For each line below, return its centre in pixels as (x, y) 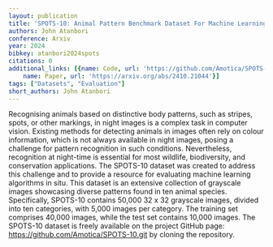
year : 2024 (27, 46)
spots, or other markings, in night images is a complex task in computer (128, 123)
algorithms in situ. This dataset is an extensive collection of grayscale (125, 183)
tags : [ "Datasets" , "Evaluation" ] (67, 83)
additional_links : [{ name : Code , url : (74, 69)
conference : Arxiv (39, 38)
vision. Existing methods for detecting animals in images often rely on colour (136, 131)
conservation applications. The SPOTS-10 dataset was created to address (132, 166)
